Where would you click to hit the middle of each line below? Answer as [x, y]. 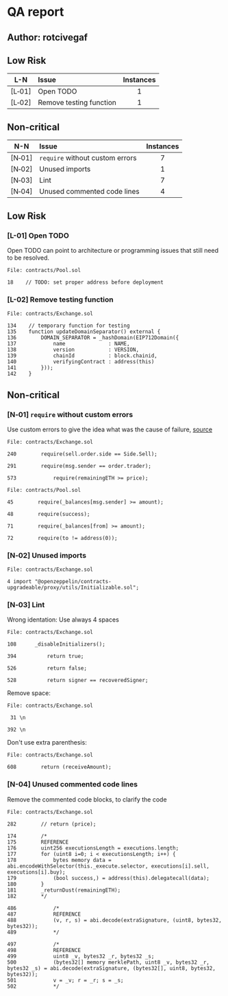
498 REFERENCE [44, 950]
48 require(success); [49, 514]
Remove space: [29, 693]
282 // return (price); [52, 824]
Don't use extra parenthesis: [47, 743]
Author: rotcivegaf [47, 37]
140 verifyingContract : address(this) [81, 362]
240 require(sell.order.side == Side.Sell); [82, 454]
